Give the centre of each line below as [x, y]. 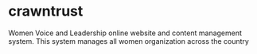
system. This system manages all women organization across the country [128, 41]
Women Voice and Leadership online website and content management [125, 33]
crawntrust [46, 11]
